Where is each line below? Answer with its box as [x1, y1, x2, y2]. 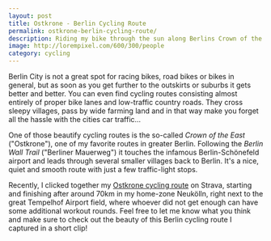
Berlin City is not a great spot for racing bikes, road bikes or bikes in [8, 72, 235, 81]
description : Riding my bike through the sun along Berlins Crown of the [8, 34, 263, 43]
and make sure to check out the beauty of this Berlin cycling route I [8, 215, 232, 224]
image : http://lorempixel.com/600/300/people [8, 42, 164, 50]
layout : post [8, 11, 53, 20]
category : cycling [8, 49, 70, 57]
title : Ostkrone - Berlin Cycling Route [8, 19, 147, 27]
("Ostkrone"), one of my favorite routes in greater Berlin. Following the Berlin [8, 139, 264, 148]
